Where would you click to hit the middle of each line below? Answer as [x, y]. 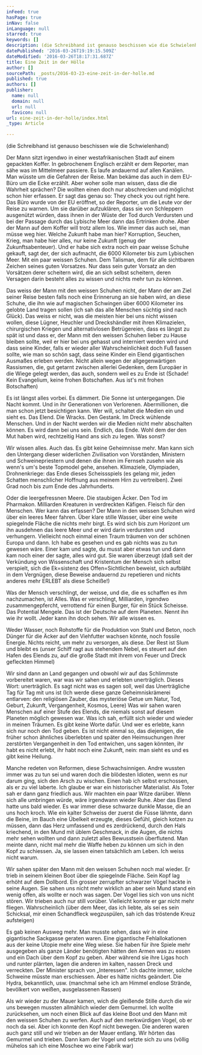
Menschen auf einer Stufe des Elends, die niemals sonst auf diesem [90, 712]
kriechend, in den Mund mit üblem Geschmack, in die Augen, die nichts [95, 832]
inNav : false [23, 23]
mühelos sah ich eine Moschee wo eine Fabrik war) [70, 1046]
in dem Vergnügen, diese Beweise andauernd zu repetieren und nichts [93, 575]
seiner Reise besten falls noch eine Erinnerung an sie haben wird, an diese [98, 297]
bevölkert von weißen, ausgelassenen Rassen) [64, 989]
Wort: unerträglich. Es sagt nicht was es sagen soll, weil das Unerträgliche [98, 687]
